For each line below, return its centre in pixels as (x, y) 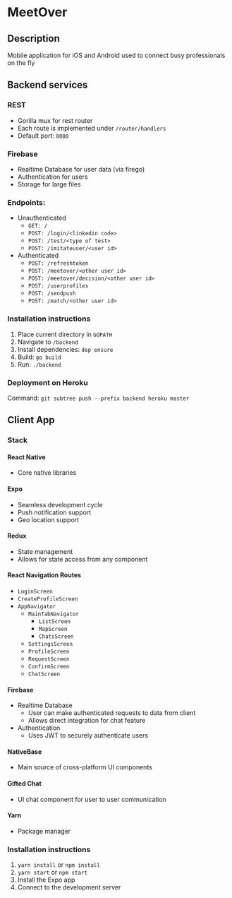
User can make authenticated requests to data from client (112, 713)
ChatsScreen (56, 637)
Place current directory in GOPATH (65, 334)
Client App (31, 420)
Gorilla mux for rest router (55, 120)
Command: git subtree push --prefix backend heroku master (98, 398)
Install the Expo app (46, 880)
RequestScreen (49, 659)
